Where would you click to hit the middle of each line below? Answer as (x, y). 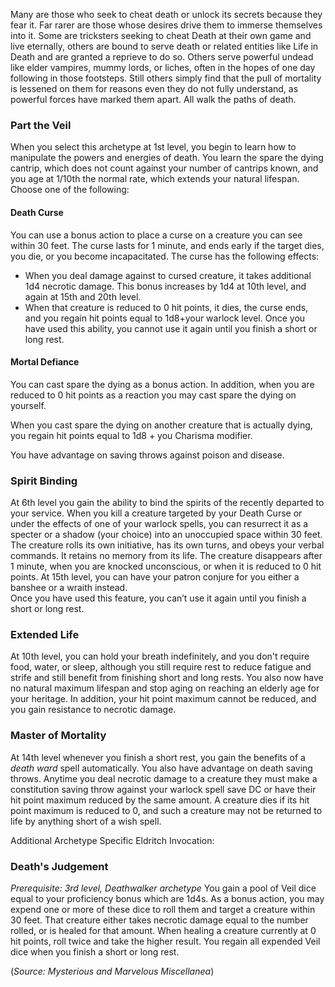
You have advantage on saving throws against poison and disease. (147, 455)
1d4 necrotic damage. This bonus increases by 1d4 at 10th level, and (165, 286)
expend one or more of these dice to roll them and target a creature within (163, 909)
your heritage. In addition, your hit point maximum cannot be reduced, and (163, 699)
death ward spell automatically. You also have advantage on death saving (161, 768)
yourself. (28, 405)
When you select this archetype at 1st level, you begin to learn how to (153, 147)
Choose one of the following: (70, 190)
